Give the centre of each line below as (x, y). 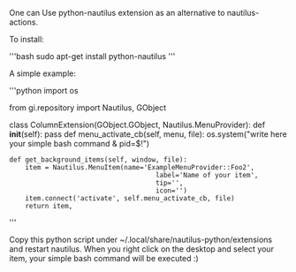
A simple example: (43, 73)
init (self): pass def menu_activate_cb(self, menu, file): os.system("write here (148, 134)
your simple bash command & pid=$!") (80, 144)
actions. (23, 22)
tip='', (169, 183)
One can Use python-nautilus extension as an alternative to (117, 13)
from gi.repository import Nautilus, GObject (88, 108)
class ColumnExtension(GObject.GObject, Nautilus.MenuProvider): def (137, 125)
